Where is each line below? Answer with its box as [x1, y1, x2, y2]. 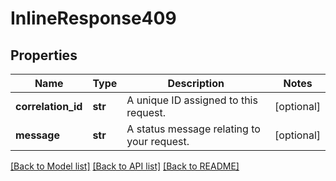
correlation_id [15, 100, 83, 113]
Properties [10, 47, 78, 64]
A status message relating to [126, 122, 261, 136]
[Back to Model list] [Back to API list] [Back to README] [10, 160, 240, 172]
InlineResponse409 [10, 7, 177, 30]
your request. [126, 135, 190, 148]
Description [167, 77, 225, 90]
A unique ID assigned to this [126, 93, 258, 107]
